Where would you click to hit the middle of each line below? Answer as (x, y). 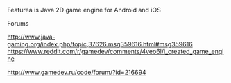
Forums (18, 23)
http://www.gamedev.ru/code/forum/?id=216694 (77, 72)
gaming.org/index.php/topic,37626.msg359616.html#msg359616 (100, 44)
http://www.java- (31, 37)
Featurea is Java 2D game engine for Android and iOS (84, 10)
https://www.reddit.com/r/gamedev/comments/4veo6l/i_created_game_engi (115, 52)
